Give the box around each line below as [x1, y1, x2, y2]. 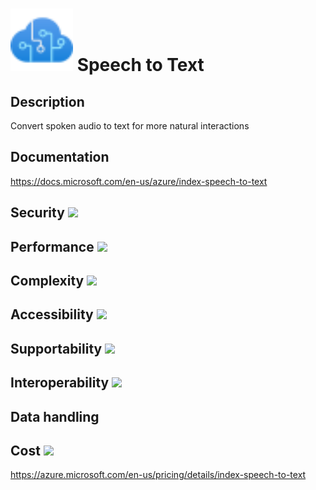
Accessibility [10, 306, 94, 323]
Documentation [10, 149, 110, 166]
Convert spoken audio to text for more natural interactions [10, 120, 250, 132]
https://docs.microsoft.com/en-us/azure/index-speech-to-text [10, 175, 268, 187]
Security [10, 204, 65, 222]
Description [10, 93, 85, 110]
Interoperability [10, 374, 110, 392]
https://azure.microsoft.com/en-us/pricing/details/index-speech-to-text [10, 469, 307, 481]
